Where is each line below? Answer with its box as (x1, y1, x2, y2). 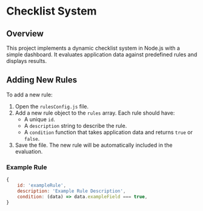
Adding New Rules (6, 75, 78, 85)
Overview (6, 28, 44, 39)
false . (24, 135, 40, 142)
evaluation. (15, 147, 43, 155)
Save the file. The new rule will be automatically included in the (15, 141, 173, 149)
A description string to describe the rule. (24, 122, 127, 129)
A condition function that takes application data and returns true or (24, 129, 193, 136)
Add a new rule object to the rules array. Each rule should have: (15, 109, 175, 116)
